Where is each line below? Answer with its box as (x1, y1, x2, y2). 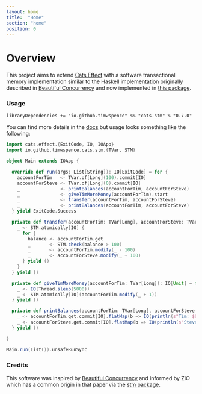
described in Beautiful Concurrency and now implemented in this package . (6, 84, 191, 92)
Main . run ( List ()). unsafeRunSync (6, 346, 87, 352)
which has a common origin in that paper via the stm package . (6, 381, 161, 388)
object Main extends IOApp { (6, 158, 79, 164)
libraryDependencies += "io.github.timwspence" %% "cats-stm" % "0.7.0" (6, 113, 192, 119)
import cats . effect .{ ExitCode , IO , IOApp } (6, 142, 114, 148)
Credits (6, 361, 28, 369)
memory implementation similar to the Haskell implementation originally (6, 78, 183, 85)
